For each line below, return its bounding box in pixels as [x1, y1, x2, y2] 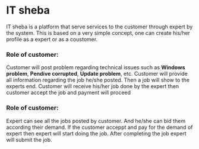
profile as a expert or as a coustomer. [6, 35, 98, 43]
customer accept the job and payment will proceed [6, 89, 131, 96]
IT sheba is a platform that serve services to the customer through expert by [6, 23, 193, 30]
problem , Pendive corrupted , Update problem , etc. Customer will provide [6, 70, 188, 77]
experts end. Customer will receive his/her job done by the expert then [6, 83, 179, 90]
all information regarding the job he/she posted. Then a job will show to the [6, 76, 190, 83]
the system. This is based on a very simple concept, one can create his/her [6, 29, 190, 36]
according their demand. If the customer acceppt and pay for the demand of [6, 124, 193, 131]
